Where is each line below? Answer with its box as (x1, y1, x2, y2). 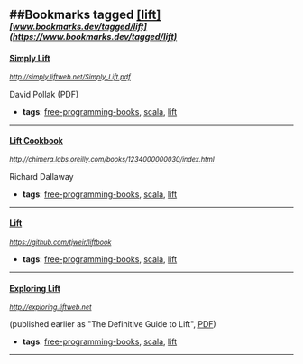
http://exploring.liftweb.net (9, 303, 92, 313)
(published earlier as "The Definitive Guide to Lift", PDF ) (9, 319, 216, 330)
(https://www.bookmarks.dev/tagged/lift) (9, 32, 178, 43)
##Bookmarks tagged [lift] (9, 7, 161, 23)
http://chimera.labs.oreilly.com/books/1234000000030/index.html (9, 155, 215, 164)
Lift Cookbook (9, 135, 63, 146)
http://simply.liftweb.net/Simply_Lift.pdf (9, 72, 131, 82)
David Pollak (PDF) (9, 89, 79, 99)
